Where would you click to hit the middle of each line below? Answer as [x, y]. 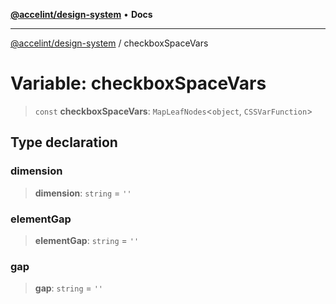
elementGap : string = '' [87, 240]
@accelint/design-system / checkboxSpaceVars [109, 43]
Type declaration [64, 142]
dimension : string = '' [83, 193]
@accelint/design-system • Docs [81, 14]
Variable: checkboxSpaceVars [138, 83]
